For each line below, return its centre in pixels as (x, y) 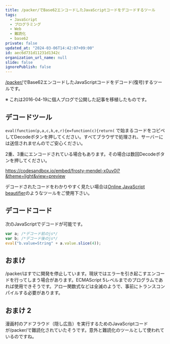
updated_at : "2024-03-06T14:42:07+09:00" (50, 48)
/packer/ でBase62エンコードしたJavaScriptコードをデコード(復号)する (79, 82)
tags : (11, 15)
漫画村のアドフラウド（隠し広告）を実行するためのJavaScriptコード (77, 324)
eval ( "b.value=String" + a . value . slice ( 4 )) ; (53, 243)
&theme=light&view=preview (35, 176)
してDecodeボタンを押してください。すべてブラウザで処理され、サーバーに (84, 136)
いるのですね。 (21, 336)
